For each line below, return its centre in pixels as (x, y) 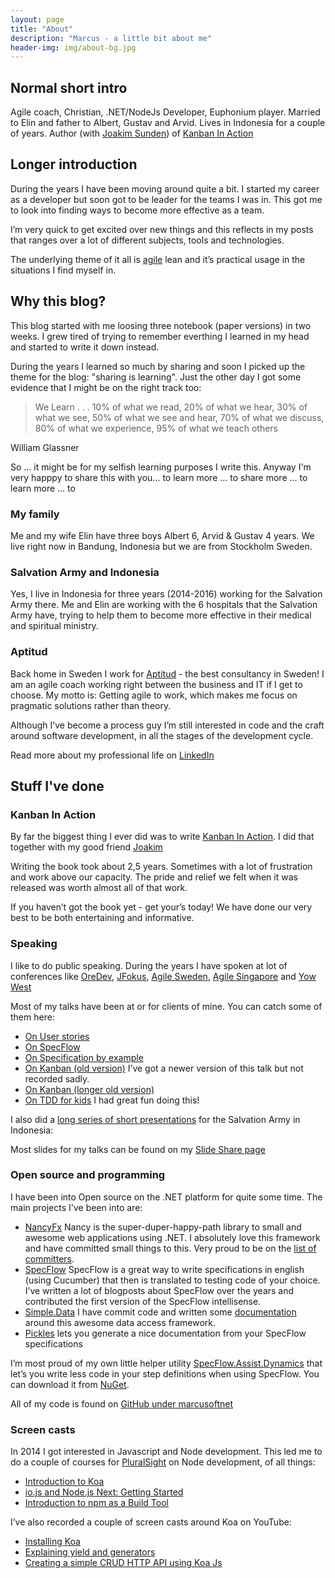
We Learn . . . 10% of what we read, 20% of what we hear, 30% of (171, 407)
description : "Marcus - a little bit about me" (111, 38)
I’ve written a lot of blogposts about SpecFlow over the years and (159, 1290)
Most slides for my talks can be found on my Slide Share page (138, 1149)
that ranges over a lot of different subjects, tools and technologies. (147, 240)
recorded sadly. (57, 1078)
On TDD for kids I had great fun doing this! (112, 1100)
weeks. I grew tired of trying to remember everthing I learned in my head (160, 336)
